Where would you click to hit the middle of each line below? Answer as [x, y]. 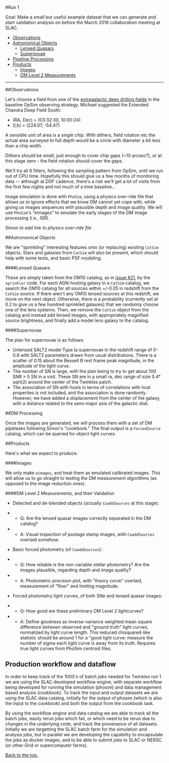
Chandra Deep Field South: [33, 110]
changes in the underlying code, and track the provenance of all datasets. [82, 724]
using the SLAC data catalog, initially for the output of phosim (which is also [84, 698]
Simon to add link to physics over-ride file [49, 228]
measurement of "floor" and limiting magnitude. [69, 586]
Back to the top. [22, 755]
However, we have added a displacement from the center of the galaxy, [87, 398]
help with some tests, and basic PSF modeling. [54, 258]
